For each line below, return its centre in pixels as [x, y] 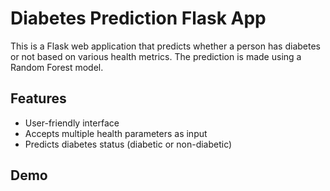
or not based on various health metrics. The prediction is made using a [156, 56]
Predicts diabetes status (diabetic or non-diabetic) [128, 144]
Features [38, 98]
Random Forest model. [57, 67]
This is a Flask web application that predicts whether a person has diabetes [165, 46]
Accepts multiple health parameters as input [116, 133]
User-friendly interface [72, 123]
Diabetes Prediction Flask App [138, 18]
